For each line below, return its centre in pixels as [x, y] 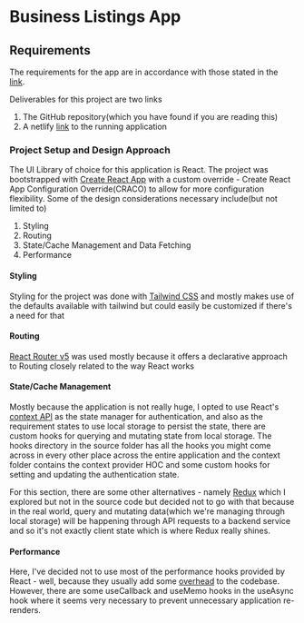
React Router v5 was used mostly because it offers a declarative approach [149, 356]
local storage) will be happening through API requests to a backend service [150, 520]
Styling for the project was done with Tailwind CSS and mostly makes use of [152, 296]
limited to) [28, 208]
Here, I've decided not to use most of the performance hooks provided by [147, 572]
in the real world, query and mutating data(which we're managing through [147, 511]
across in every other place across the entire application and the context [145, 455]
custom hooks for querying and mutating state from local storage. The [141, 435]
